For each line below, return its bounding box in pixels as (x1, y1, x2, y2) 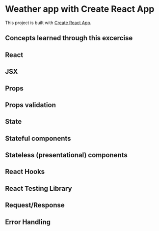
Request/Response (5, 201, 65, 209)
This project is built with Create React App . (5, 20, 92, 26)
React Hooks (5, 168, 45, 176)
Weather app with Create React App (5, 3, 155, 15)
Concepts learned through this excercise (5, 34, 133, 42)
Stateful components (5, 134, 71, 143)
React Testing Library (5, 184, 72, 193)
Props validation (5, 101, 56, 109)
